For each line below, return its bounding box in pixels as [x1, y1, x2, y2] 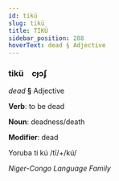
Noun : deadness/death [8, 117, 85, 127]
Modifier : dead [8, 133, 59, 143]
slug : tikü [8, 19, 45, 27]
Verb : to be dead [8, 102, 65, 111]
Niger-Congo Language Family [8, 163, 111, 173]
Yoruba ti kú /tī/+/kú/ [8, 148, 77, 158]
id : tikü [8, 11, 38, 20]
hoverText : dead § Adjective [8, 42, 106, 50]
